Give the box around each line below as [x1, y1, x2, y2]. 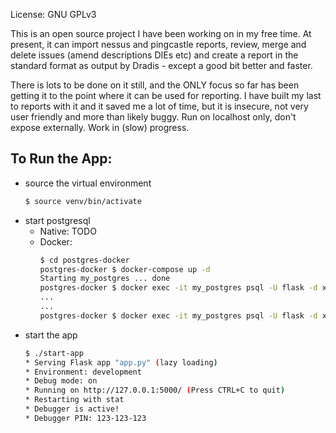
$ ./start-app [24, 348, 84, 358]
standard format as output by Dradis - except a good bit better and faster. [10, 60, 313, 71]
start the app [24, 329, 78, 341]
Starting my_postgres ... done [39, 274, 171, 284]
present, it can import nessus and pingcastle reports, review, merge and [10, 39, 307, 50]
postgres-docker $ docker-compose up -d [39, 264, 211, 274]
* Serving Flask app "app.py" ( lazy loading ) [24, 357, 218, 368]
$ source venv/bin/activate [24, 196, 142, 206]
